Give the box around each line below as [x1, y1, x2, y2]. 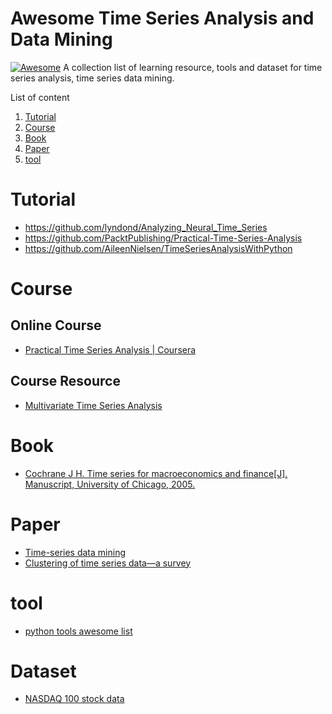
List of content [10, 91, 70, 103]
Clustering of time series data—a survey [24, 557, 192, 569]
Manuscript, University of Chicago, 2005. [24, 478, 196, 490]
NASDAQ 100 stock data [24, 693, 125, 705]
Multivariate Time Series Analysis [24, 399, 163, 411]
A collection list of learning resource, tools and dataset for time [63, 61, 323, 73]
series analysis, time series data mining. [10, 72, 175, 84]
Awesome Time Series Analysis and [10, 7, 315, 30]
